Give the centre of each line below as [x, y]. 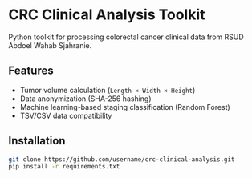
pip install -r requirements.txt [64, 167]
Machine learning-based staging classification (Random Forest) [125, 107]
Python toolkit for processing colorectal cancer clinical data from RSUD [126, 37]
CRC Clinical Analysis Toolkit [107, 15]
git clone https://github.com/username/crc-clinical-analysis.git [122, 159]
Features [31, 71]
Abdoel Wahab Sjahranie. [50, 45]
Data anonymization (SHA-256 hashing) [85, 99]
